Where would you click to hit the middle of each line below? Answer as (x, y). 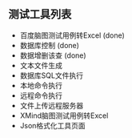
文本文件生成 (41, 65)
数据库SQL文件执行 (52, 75)
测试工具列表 (40, 14)
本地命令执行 (41, 85)
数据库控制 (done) (50, 45)
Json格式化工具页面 (52, 125)
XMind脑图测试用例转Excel (64, 116)
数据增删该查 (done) (53, 55)
